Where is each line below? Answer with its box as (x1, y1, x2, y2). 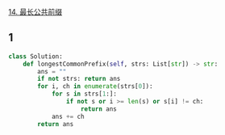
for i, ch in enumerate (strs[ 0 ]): (37, 82, 153, 91)
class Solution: (8, 52, 63, 61)
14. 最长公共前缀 (8, 7, 63, 16)
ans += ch (51, 112, 85, 120)
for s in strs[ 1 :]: (51, 90, 117, 99)
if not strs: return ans (37, 75, 121, 83)
